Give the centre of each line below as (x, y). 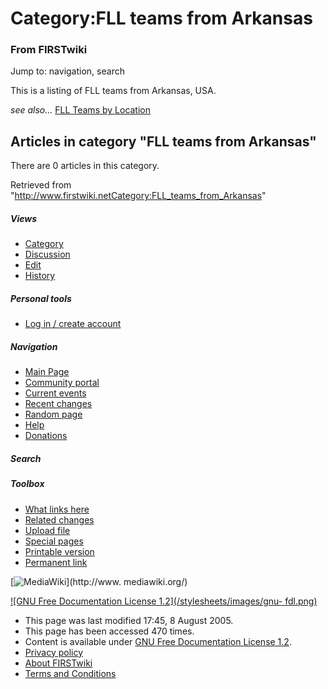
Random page (53, 414)
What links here (57, 509)
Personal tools (41, 298)
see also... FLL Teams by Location (81, 110)
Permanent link (56, 562)
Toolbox (27, 484)
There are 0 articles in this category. (85, 166)
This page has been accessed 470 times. (109, 631)
